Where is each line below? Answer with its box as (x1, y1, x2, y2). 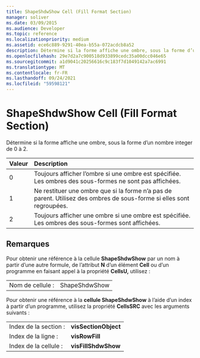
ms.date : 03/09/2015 (6, 20, 58, 26)
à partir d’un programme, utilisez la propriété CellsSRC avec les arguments (6, 303, 190, 310)
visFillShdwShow (70, 341, 121, 350)
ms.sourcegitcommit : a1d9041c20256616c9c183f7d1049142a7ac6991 (6, 58, 167, 64)
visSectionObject (70, 322, 121, 331)
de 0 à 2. (6, 145, 28, 152)
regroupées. (33, 201, 68, 209)
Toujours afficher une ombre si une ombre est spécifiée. (33, 211, 190, 220)
